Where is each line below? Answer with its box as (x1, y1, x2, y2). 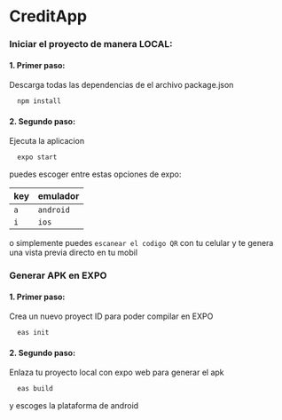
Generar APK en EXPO (9, 269, 107, 281)
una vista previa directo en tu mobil (9, 247, 138, 258)
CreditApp (9, 6, 87, 27)
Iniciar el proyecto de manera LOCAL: (9, 38, 173, 51)
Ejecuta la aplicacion (9, 136, 85, 147)
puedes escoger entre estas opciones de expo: (9, 169, 182, 179)
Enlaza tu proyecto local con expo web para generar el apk (9, 367, 224, 378)
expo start (17, 153, 58, 162)
